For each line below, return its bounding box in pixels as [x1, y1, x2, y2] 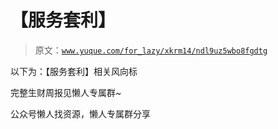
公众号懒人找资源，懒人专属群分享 [10, 107, 151, 120]
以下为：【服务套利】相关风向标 [10, 65, 138, 77]
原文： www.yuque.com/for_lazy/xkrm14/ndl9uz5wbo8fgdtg [34, 44, 268, 56]
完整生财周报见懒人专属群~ [10, 86, 122, 98]
